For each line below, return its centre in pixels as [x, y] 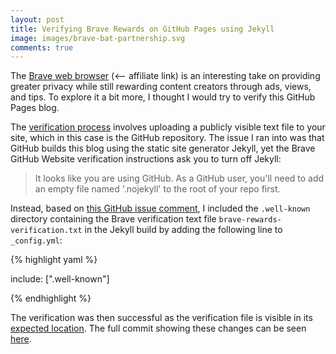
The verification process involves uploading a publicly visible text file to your [168, 127]
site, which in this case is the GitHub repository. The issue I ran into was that [167, 138]
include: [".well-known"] [60, 279]
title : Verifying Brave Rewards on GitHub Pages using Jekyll [142, 29]
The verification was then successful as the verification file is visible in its [161, 318]
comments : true [42, 47]
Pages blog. [35, 108]
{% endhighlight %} [51, 298]
